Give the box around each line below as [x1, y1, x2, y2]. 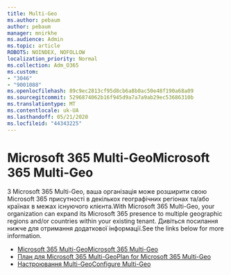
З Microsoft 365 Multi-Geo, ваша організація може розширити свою [7, 187, 207, 196]
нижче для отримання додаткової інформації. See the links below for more [7, 224, 224, 233]
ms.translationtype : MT [7, 101, 76, 108]
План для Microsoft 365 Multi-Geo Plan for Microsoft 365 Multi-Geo [17, 253, 212, 261]
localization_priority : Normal [7, 56, 98, 62]
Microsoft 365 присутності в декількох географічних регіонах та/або [7, 195, 209, 203]
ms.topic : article [7, 42, 60, 49]
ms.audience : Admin [7, 36, 64, 43]
